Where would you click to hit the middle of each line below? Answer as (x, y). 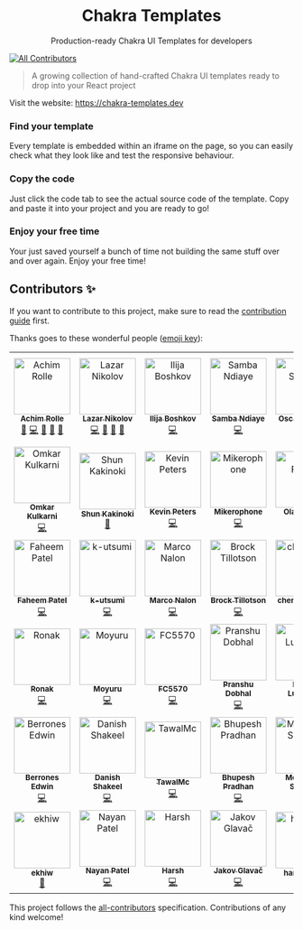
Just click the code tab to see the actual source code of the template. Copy (149, 199)
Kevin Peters (173, 512)
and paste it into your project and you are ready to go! (110, 208)
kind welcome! (37, 916)
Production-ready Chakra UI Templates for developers (151, 41)
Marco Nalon (173, 600)
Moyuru (108, 689)
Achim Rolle (42, 419)
